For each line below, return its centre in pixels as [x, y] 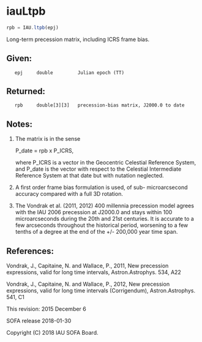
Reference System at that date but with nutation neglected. [89, 176]
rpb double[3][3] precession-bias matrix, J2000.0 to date [99, 105]
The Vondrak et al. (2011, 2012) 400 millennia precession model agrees [105, 206]
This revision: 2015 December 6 [47, 309]
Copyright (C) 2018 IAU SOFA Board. [52, 333]
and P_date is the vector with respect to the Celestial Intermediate [98, 169]
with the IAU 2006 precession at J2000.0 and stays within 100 [94, 212]
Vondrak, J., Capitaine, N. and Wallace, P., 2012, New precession [88, 284]
